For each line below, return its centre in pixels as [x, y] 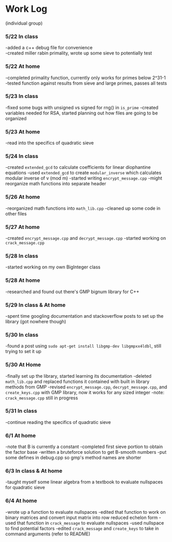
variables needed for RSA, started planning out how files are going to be [82, 113]
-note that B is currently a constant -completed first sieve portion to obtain [84, 447]
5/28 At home [23, 280]
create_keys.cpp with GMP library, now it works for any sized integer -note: [85, 392]
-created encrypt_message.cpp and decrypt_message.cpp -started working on [85, 238]
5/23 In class [22, 96]
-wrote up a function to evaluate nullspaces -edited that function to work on [85, 512]
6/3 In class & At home [34, 471]
